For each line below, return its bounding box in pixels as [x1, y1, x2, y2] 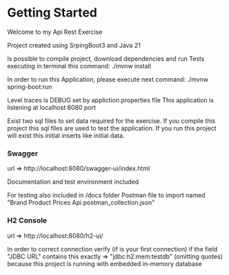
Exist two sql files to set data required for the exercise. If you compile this [7, 116, 216, 125]
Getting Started [7, 5, 98, 21]
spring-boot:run [7, 82, 52, 91]
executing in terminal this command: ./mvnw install [7, 61, 152, 70]
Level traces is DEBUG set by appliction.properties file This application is [7, 95, 214, 104]
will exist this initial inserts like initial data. [7, 131, 126, 140]
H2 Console [7, 216, 48, 225]
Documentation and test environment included [7, 178, 139, 186]
